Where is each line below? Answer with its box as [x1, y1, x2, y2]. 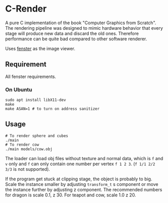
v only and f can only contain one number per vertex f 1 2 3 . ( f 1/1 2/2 [5, 161, 155, 167]
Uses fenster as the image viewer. [5, 45, 76, 51]
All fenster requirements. [5, 74, 56, 80]
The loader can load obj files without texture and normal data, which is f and [5, 155, 163, 161]
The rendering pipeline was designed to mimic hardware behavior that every [5, 25, 163, 31]
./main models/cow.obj [5, 147, 53, 152]
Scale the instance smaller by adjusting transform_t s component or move [5, 181, 158, 187]
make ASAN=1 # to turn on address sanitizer [5, 106, 100, 111]
